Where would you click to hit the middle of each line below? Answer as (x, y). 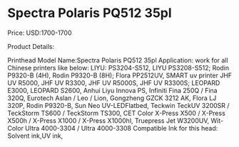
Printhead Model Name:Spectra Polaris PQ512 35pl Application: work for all (118, 60)
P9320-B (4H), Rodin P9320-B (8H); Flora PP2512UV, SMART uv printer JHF (120, 75)
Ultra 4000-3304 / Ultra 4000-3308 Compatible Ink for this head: (121, 128)
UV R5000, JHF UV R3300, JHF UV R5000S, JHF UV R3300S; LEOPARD (114, 82)
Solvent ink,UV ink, (35, 136)
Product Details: (31, 46)
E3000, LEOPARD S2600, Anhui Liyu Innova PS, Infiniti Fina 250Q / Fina (112, 90)
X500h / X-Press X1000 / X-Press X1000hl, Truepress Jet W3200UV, (108, 120)
